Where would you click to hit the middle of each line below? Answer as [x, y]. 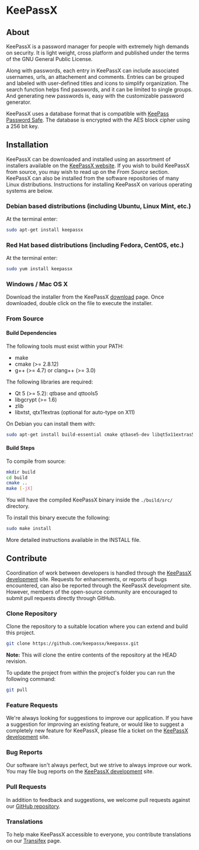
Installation [27, 145]
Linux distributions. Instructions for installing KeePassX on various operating [99, 184]
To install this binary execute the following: [58, 518]
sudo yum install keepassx [39, 269]
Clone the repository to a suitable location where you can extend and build [97, 626]
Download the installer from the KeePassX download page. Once [85, 297]
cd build [17, 478]
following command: [31, 679]
